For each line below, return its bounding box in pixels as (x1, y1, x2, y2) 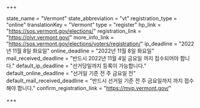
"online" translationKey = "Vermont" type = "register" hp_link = (6, 21, 161, 28)
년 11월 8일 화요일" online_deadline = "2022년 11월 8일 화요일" (6, 47, 155, 54)
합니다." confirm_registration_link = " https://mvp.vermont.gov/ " (17, 85, 171, 91)
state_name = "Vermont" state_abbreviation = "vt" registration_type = (6, 15, 177, 21)
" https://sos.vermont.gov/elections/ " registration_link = (6, 27, 141, 35)
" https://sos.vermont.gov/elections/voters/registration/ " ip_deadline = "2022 (6, 40, 195, 47)
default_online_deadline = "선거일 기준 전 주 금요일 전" (6, 70, 136, 76)
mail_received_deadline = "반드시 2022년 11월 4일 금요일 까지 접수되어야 (6, 55, 179, 61)
